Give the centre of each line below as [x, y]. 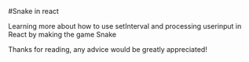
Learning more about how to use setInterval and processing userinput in [125, 26]
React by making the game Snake [62, 34]
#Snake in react [33, 11]
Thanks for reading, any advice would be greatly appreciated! [108, 49]
